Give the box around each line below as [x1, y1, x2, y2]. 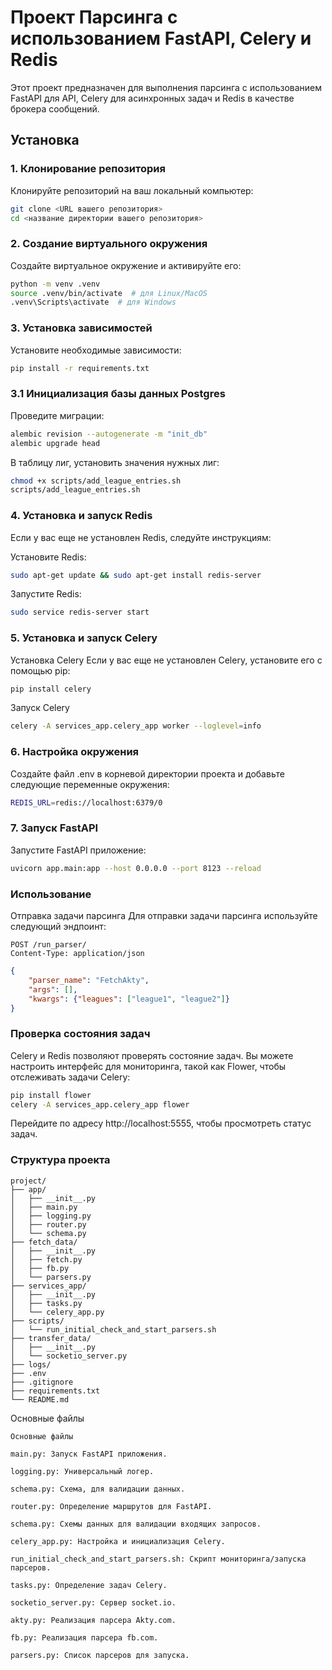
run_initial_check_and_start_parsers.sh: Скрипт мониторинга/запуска [10, 1554, 307, 1564]
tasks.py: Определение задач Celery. [10, 1580, 168, 1590]
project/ [10, 1176, 47, 1186]
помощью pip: [10, 664, 71, 676]
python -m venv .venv [10, 279, 101, 289]
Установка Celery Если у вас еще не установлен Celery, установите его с [10, 654, 323, 666]
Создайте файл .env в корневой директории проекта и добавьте [10, 767, 285, 780]
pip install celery [10, 684, 92, 694]
